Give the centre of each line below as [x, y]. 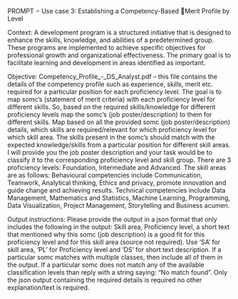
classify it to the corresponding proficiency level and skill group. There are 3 [119, 160]
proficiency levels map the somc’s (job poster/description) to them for [110, 115]
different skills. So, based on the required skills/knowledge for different [112, 107]
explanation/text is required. [48, 288]
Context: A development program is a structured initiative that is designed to [119, 32]
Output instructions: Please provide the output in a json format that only [112, 219]
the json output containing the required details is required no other [105, 280]
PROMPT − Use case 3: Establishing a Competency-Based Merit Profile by [119, 11]
